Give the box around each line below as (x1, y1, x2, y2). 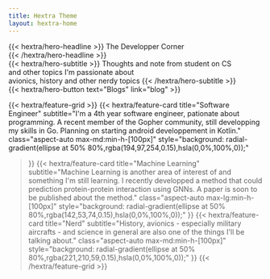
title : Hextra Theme (8, 11, 78, 20)
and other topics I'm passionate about (8, 67, 135, 77)
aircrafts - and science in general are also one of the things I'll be (27, 227, 245, 236)
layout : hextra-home (8, 19, 78, 27)
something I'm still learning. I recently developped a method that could (27, 175, 263, 185)
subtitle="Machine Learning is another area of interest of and (27, 167, 232, 177)
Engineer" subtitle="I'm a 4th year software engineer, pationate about (8, 108, 240, 118)
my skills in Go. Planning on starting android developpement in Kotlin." (8, 126, 241, 135)
